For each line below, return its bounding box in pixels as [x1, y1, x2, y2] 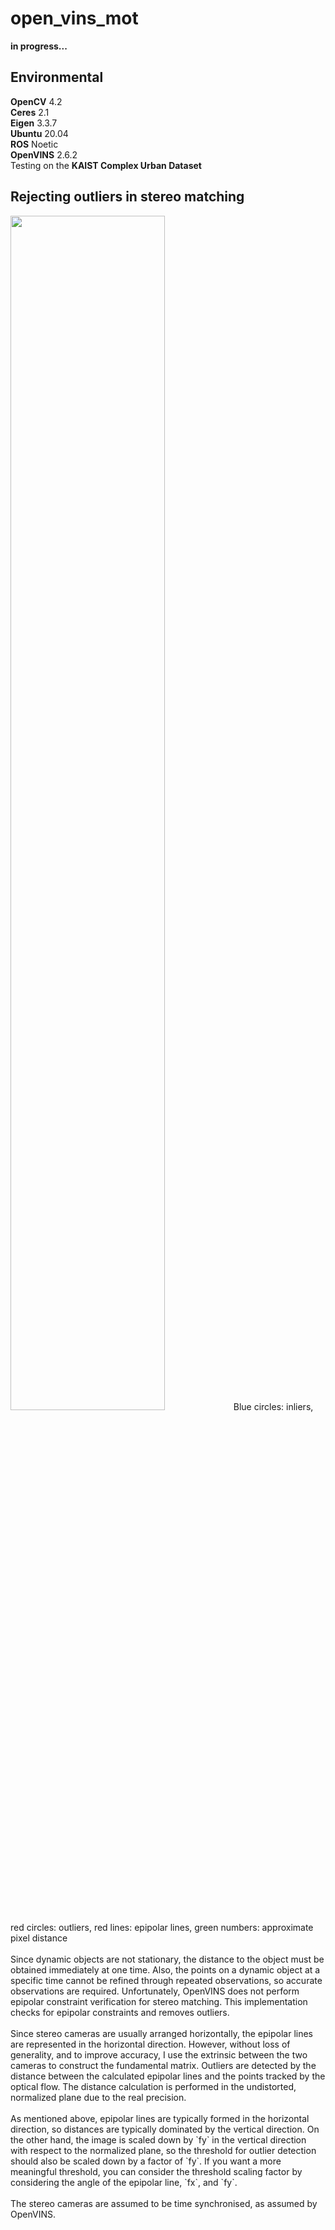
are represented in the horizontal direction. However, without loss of [10, 2038, 291, 2050]
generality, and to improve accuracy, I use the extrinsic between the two [10, 2048, 308, 2061]
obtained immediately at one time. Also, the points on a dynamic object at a [10, 1963, 321, 1976]
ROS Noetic [10, 138, 59, 150]
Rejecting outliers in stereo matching [10, 188, 245, 206]
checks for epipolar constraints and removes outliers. [10, 2006, 230, 2018]
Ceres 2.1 [10, 106, 50, 118]
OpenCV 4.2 [10, 95, 63, 107]
